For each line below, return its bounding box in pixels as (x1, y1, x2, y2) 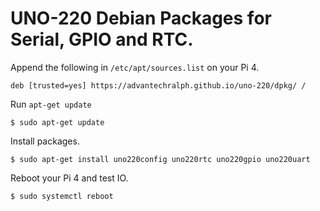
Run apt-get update (10, 98, 92, 110)
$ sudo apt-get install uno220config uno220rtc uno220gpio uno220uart (10, 154, 311, 164)
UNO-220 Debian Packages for (10, 7, 272, 30)
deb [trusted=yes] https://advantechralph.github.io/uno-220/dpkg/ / (10, 80, 307, 91)
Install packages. (10, 135, 80, 147)
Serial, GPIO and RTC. (10, 28, 194, 51)
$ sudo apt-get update (10, 117, 105, 127)
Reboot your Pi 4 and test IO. (10, 172, 129, 184)
